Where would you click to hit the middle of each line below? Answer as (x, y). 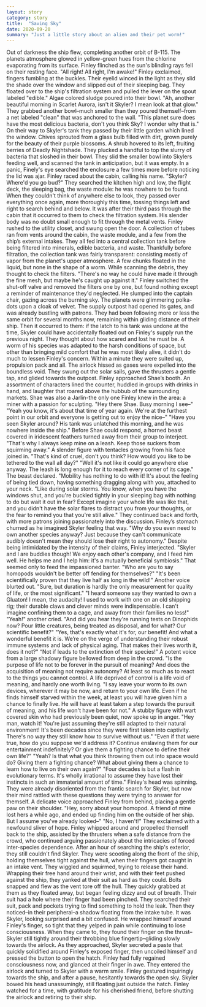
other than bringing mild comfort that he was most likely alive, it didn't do (99, 352)
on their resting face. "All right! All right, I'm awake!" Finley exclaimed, (94, 72)
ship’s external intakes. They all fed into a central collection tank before (96, 241)
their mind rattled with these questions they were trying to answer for (94, 795)
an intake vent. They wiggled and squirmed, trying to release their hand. (97, 867)
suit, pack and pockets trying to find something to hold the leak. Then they (101, 906)
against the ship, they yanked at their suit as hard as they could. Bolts (94, 880)
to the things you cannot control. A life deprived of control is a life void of (99, 678)
